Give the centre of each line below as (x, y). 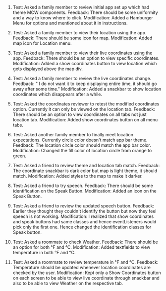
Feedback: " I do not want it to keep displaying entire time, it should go (85, 84)
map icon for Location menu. (42, 43)
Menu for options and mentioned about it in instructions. (70, 23)
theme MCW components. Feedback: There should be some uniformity (85, 12)
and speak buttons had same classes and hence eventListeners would (84, 222)
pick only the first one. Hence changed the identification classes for (82, 227)
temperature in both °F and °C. (44, 252)
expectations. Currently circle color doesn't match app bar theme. (80, 140)
